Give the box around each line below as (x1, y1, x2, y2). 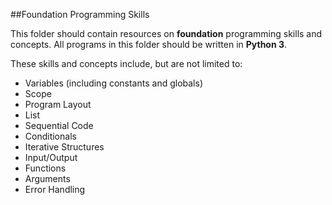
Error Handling (24, 184, 86, 195)
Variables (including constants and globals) (24, 77, 203, 89)
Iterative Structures (24, 141, 105, 153)
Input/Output (24, 152, 78, 163)
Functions (24, 162, 67, 174)
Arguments (24, 173, 71, 184)
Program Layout (24, 99, 92, 110)
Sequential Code (24, 120, 94, 131)
